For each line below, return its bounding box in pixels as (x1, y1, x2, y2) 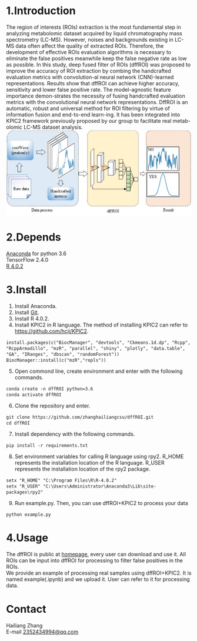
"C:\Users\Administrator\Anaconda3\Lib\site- (43, 483, 157, 489)
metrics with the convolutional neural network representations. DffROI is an (6, 98, 188, 105)
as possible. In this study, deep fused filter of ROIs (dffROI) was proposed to (6, 61, 191, 68)
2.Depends (6, 231, 61, 244)
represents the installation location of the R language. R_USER (14, 459, 165, 466)
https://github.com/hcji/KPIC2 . (14, 328, 89, 335)
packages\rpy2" (6, 489, 44, 495)
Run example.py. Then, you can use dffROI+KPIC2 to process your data (14, 500, 188, 507)
